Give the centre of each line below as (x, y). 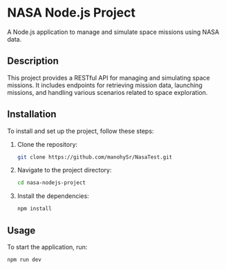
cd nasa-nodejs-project (51, 183)
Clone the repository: (47, 144)
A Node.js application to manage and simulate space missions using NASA (113, 32)
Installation (32, 115)
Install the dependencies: (53, 196)
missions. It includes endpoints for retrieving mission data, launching (105, 85)
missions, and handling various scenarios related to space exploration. (107, 92)
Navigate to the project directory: (64, 170)
